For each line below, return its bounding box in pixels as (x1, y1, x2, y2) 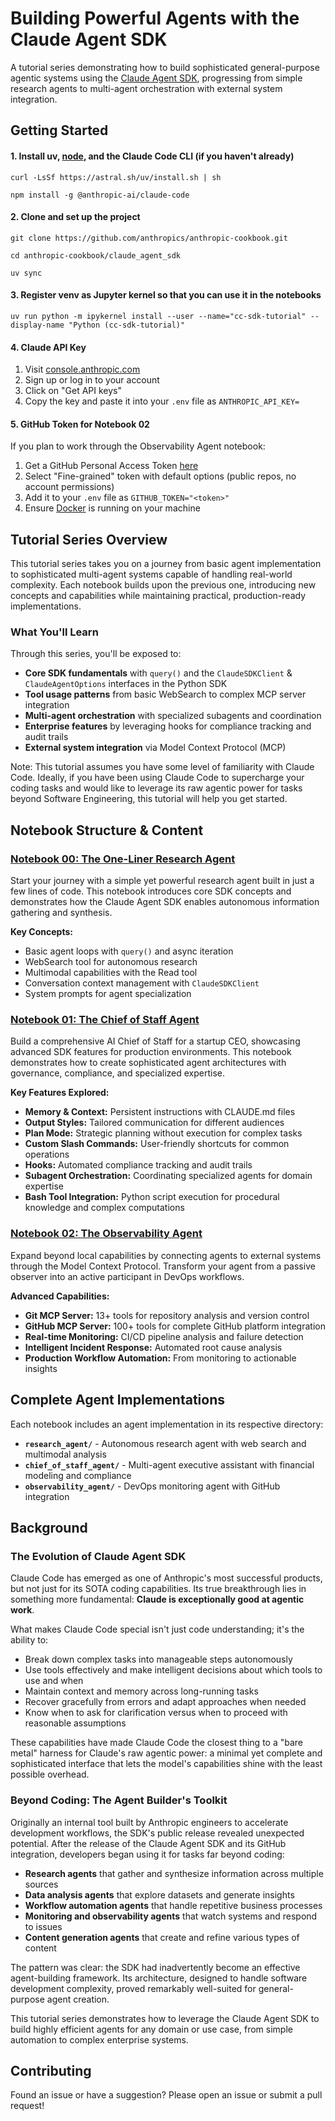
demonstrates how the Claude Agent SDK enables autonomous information (10, 896, 320, 908)
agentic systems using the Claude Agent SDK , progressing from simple (10, 72, 303, 84)
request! (10, 2100, 45, 2112)
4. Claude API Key (10, 341, 87, 353)
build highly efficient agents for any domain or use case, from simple (10, 2023, 293, 2035)
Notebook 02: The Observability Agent (10, 1227, 203, 1241)
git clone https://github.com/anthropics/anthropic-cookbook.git (10, 233, 288, 243)
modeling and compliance (24, 1469, 132, 1481)
